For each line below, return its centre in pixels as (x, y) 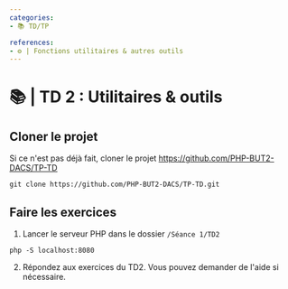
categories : (32, 18)
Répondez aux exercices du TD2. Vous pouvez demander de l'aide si (151, 267)
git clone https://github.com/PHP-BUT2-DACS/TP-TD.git (115, 185)
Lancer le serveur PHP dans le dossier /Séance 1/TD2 (121, 234)
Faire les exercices (63, 212)
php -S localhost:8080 (52, 251)
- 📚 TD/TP (29, 26)
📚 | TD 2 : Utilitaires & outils (116, 97)
